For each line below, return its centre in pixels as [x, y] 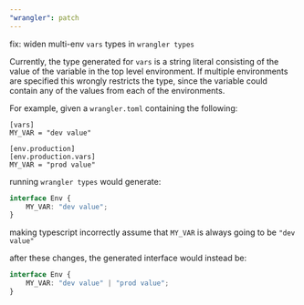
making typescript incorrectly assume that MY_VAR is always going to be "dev [152, 232]
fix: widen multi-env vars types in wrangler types [102, 44]
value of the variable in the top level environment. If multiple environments [149, 71]
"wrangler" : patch [44, 18]
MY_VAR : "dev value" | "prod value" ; [98, 283]
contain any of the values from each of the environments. [117, 90]
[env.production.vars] [52, 157]
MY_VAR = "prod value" [52, 165]
